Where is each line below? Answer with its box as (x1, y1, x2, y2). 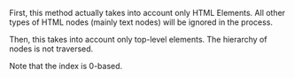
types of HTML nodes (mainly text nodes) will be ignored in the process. (9, 17, 273, 27)
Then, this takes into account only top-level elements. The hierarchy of (9, 35, 267, 44)
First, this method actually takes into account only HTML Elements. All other (9, 8, 286, 18)
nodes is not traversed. (9, 43, 94, 54)
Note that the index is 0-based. (9, 61, 123, 71)
